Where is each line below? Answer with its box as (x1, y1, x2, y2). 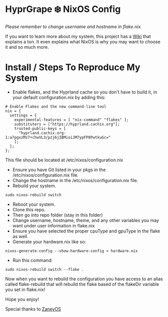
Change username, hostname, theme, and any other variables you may (12, 217, 159, 223)
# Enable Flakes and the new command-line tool (5, 104, 107, 109)
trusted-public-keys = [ (14, 126, 66, 131)
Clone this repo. (12, 206, 46, 212)
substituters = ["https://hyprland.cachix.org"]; (14, 121, 120, 127)
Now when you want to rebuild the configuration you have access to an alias (5, 276, 163, 282)
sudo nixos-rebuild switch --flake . (5, 267, 84, 272)
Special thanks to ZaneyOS (5, 306, 61, 312)
